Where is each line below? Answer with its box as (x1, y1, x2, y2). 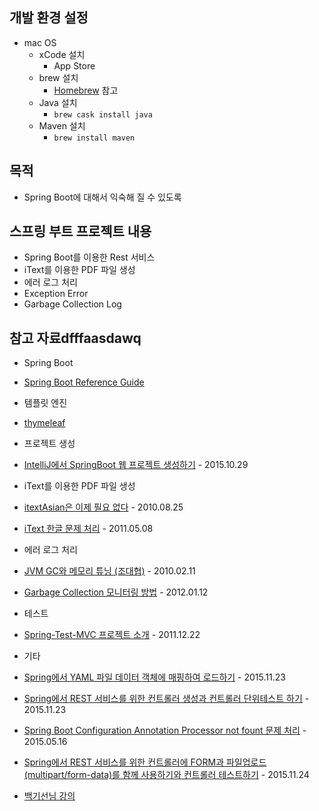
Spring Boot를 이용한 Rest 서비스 (23, 251, 156, 263)
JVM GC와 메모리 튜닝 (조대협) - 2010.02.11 (23, 565, 196, 577)
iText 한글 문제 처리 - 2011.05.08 (23, 523, 154, 535)
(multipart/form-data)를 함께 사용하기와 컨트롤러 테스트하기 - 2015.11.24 (23, 769, 310, 781)
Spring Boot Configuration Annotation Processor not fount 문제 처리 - (23, 724, 307, 737)
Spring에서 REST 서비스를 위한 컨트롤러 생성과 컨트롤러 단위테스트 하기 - (23, 693, 310, 705)
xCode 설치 (38, 48, 86, 60)
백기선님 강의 (23, 790, 76, 802)
